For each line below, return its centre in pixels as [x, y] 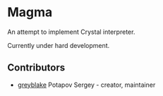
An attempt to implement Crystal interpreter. [71, 32]
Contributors [36, 68]
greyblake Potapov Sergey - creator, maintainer [86, 85]
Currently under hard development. [59, 45]
